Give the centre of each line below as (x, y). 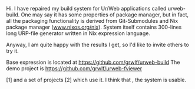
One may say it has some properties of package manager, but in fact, (105, 15)
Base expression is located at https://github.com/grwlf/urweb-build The (93, 62)
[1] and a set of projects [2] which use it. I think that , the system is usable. (96, 80)
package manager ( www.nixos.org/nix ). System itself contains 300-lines (94, 27)
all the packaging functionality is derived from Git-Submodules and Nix (92, 21)
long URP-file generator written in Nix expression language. (78, 33)
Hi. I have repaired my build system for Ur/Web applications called (86, 8)
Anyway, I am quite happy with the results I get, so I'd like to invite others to (98, 44)
